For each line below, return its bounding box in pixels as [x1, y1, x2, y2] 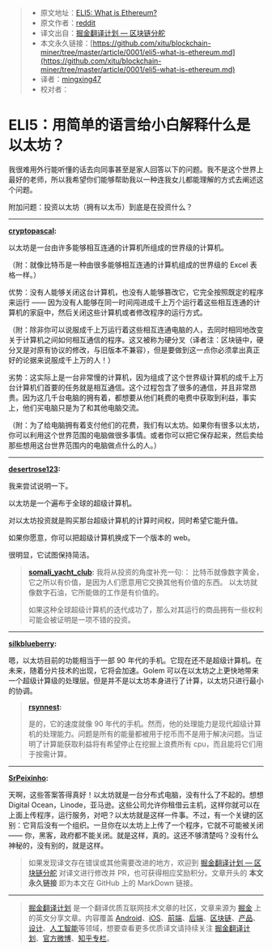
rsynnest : [28, 702, 62, 712]
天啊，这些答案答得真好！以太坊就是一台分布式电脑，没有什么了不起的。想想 [8, 790, 264, 799]
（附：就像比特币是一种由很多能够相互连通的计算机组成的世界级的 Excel [8, 260, 249, 269]
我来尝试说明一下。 [8, 480, 73, 490]
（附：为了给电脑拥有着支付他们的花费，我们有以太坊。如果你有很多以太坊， [8, 420, 264, 429]
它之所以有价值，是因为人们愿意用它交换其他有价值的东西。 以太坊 [28, 577, 251, 587]
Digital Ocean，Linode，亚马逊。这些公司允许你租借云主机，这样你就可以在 [8, 799, 261, 810]
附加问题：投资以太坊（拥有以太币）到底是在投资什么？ [8, 202, 193, 212]
